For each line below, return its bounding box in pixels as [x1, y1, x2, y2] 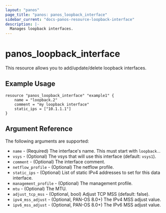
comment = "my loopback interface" [14, 102, 90, 107]
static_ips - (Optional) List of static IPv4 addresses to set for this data [12, 169, 160, 175]
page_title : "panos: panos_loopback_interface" [5, 12, 108, 17]
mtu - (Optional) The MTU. [12, 186, 67, 192]
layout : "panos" [5, 7, 39, 13]
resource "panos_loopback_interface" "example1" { [5, 93, 114, 98]
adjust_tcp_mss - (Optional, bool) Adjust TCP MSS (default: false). [12, 191, 150, 197]
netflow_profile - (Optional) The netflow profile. [12, 164, 114, 170]
